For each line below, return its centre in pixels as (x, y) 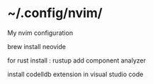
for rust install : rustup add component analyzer (77, 60)
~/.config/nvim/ (55, 13)
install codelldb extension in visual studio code (75, 74)
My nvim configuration (40, 33)
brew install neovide (36, 46)
